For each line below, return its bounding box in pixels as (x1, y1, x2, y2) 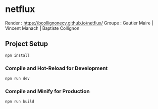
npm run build (5, 99, 35, 104)
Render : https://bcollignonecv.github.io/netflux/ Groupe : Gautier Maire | (5, 20, 154, 26)
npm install (5, 53, 30, 58)
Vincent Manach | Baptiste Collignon (5, 25, 80, 31)
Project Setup (5, 40, 49, 48)
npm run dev (5, 76, 30, 81)
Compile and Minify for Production (5, 88, 90, 95)
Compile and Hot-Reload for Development (5, 65, 108, 72)
